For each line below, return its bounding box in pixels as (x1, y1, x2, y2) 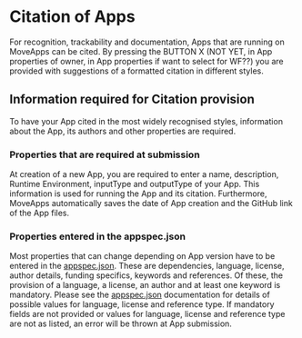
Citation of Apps (9, 6, 136, 27)
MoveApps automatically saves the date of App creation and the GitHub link (9, 198, 293, 209)
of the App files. (9, 207, 70, 219)
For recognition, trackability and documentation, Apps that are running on (9, 36, 285, 47)
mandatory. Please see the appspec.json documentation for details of (9, 289, 270, 301)
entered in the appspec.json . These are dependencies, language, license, (9, 261, 285, 272)
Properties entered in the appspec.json (9, 230, 186, 243)
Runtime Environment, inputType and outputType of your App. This (9, 179, 260, 190)
